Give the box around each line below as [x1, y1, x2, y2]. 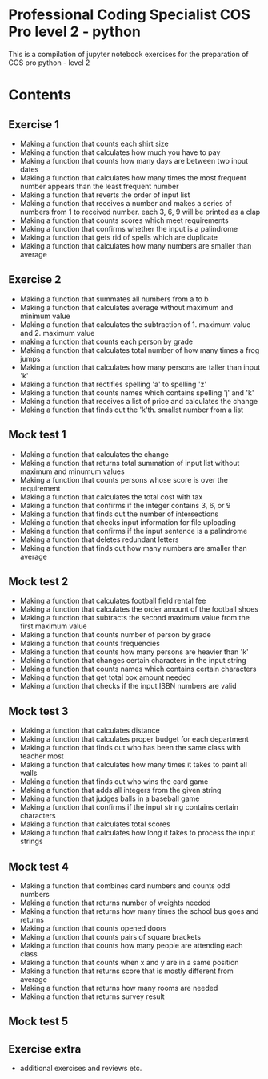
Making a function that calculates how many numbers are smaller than [19, 240, 252, 250]
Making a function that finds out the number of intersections [19, 509, 218, 519]
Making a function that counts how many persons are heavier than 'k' [19, 647, 250, 657]
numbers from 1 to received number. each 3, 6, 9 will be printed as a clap [19, 207, 261, 216]
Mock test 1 [8, 428, 66, 442]
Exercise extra [8, 1042, 82, 1056]
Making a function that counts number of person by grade [19, 630, 212, 640]
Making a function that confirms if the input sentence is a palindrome [19, 526, 248, 535]
